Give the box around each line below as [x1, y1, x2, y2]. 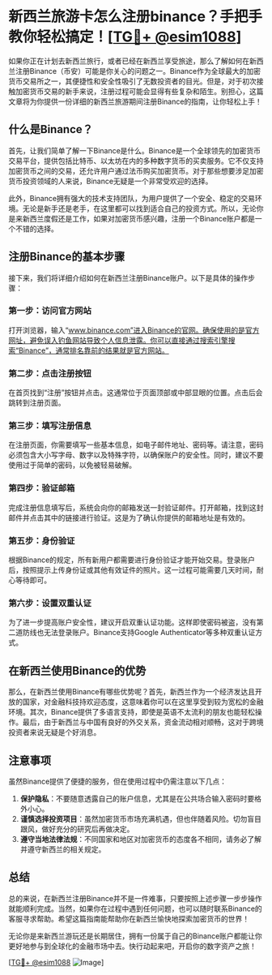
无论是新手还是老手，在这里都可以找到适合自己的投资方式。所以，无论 [22, 204, 257, 213]
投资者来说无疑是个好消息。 [8, 728, 101, 737]
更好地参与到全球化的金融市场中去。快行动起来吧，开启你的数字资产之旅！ [8, 941, 257, 951]
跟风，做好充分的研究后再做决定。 [19, 824, 134, 834]
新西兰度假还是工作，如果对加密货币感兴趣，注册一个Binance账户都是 [22, 213, 256, 223]
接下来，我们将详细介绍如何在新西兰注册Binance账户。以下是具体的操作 [8, 273, 249, 282]
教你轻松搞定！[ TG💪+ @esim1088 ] [8, 28, 242, 46]
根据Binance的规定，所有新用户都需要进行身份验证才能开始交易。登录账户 [8, 555, 256, 565]
